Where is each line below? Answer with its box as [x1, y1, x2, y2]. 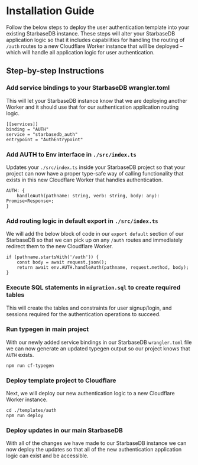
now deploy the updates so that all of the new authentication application [6, 446, 182, 453]
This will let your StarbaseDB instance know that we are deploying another [6, 97, 188, 104]
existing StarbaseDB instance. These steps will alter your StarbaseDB [6, 30, 176, 37]
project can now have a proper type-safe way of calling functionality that [6, 170, 184, 177]
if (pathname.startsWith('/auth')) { [6, 254, 99, 261]
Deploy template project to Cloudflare [6, 376, 116, 385]
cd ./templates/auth [6, 408, 57, 414]
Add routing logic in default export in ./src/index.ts [6, 217, 158, 225]
